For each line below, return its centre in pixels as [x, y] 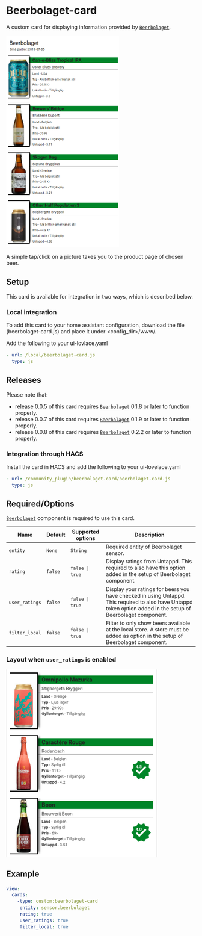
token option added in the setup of [148, 608]
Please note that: [27, 394]
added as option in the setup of [145, 636]
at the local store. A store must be [148, 629]
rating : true [36, 914]
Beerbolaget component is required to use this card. [71, 518]
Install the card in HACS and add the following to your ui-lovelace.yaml [94, 466]
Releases [24, 380]
